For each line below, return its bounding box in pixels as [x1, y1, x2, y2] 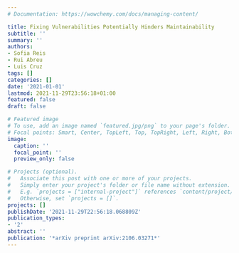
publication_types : [7, 215, 65, 222]
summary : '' [7, 36, 43, 43]
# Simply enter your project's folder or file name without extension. [7, 182, 231, 189]
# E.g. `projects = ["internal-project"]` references [7, 188, 176, 195]
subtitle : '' [7, 30, 46, 37]
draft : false [7, 103, 46, 110]
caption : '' [14, 142, 50, 150]
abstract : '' [7, 228, 46, 235]
